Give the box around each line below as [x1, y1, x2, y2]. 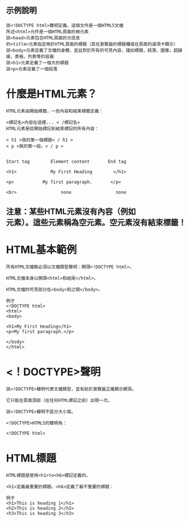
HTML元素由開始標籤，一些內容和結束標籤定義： [6, 108, 104, 114]
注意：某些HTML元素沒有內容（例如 [6, 207, 136, 217]
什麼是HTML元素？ [6, 87, 97, 101]
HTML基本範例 [6, 243, 77, 256]
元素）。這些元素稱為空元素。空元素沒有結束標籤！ [6, 218, 187, 228]
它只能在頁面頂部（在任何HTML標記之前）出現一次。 [6, 397, 113, 404]
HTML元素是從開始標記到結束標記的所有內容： [6, 125, 99, 132]
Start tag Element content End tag [6, 159, 127, 164]
